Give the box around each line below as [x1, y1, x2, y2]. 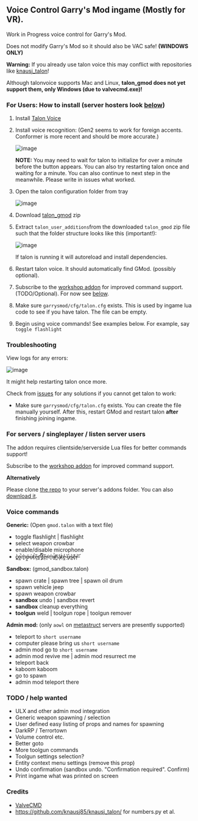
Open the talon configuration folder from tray [15, 188, 129, 195]
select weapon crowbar [15, 540, 75, 547]
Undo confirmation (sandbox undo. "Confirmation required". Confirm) [15, 765, 190, 773]
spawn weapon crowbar [15, 590, 76, 597]
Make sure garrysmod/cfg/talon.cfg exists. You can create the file [15, 402, 182, 409]
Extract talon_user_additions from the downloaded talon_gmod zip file [15, 223, 191, 231]
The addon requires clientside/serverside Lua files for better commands [6, 443, 187, 451]
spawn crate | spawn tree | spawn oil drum [15, 577, 123, 584]
